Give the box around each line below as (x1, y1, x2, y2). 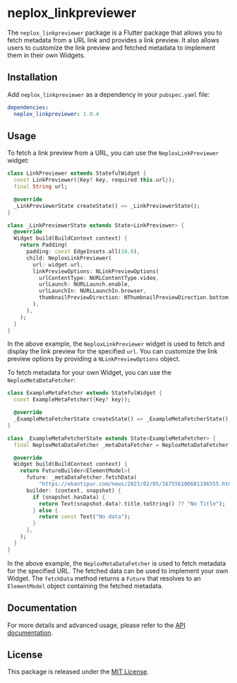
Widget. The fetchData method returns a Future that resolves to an (7, 574, 201, 583)
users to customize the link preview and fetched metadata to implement (7, 43, 216, 52)
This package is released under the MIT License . (7, 667, 150, 676)
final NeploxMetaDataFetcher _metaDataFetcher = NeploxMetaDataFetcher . (13, 441, 232, 448)
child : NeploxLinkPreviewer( (25, 255, 112, 262)
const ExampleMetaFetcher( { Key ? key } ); (13, 396, 131, 404)
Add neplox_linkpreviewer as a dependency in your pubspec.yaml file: (7, 90, 210, 98)
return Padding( (20, 242, 68, 249)
